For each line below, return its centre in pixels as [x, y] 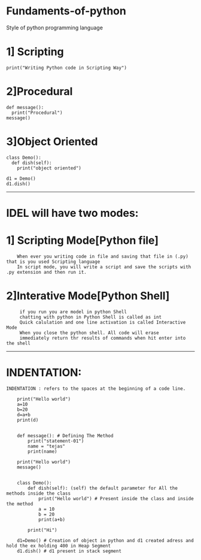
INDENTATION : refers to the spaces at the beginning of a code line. [96, 388]
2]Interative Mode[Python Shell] [88, 296]
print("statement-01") [56, 441]
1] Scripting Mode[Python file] [82, 240]
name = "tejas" [47, 446]
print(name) [43, 451]
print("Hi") [43, 530]
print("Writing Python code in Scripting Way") [67, 68]
